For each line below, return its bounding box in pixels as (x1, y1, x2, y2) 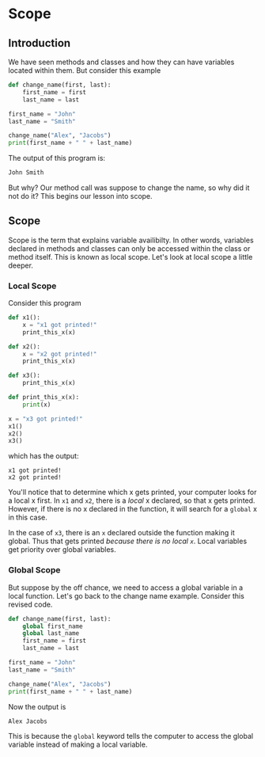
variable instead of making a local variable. (8, 740, 148, 749)
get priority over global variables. (8, 545, 116, 554)
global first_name (22, 622, 83, 630)
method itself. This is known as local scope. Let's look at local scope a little (8, 252, 253, 261)
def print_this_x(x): (8, 394, 80, 401)
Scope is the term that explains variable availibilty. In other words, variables (8, 235, 255, 245)
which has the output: (8, 451, 79, 461)
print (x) (22, 401, 51, 409)
